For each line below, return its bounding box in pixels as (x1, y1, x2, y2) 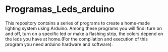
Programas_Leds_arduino (5, 3, 115, 15)
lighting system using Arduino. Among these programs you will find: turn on (5, 25, 162, 31)
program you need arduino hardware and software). (5, 41, 113, 47)
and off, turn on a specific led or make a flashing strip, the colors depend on (5, 30, 163, 36)
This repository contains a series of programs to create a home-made (5, 20, 150, 26)
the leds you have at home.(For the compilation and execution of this (5, 36, 148, 42)
